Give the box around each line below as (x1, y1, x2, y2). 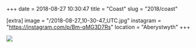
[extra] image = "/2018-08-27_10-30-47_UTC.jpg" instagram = (6, 17, 162, 24)
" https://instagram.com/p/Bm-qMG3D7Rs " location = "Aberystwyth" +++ (6, 24, 191, 30)
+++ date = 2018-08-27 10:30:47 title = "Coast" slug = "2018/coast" (6, 5, 178, 12)
